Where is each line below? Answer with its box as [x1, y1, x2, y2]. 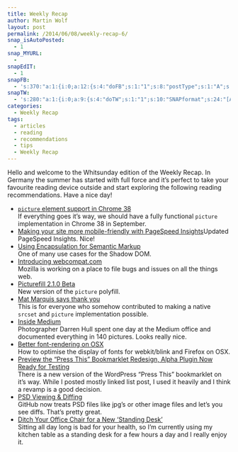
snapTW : [7, 89, 30, 96]
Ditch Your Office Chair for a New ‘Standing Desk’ [17, 415, 163, 424]
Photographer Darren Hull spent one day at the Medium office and [17, 325, 211, 333]
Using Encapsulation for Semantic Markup [17, 242, 141, 250]
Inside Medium [17, 317, 62, 326]
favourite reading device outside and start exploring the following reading [7, 183, 222, 191]
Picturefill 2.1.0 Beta [17, 280, 76, 288]
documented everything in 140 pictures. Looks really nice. [17, 332, 188, 341]
